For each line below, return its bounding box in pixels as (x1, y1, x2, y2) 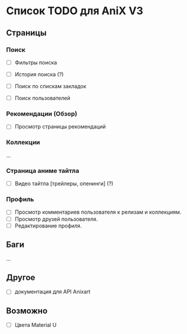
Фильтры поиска (14, 59, 57, 66)
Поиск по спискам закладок (14, 83, 87, 89)
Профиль (6, 195, 34, 204)
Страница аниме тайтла (6, 166, 79, 175)
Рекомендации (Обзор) (6, 110, 78, 118)
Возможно (6, 306, 48, 316)
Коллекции (6, 138, 40, 146)
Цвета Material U (14, 322, 57, 329)
